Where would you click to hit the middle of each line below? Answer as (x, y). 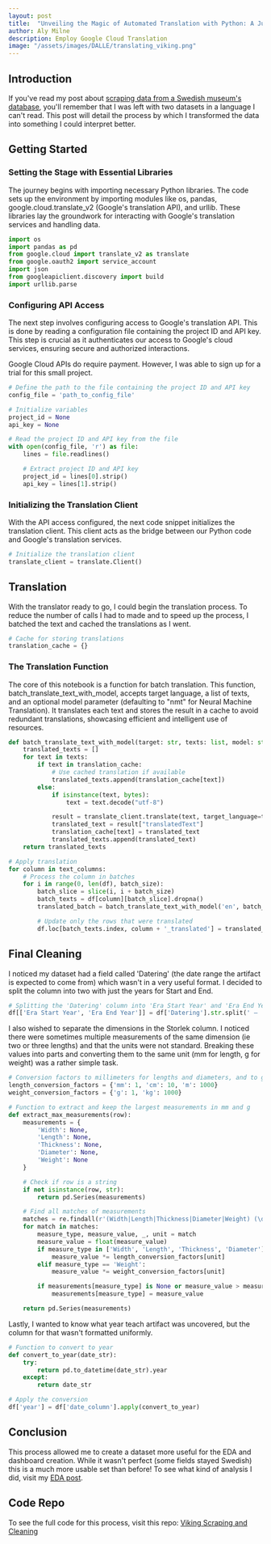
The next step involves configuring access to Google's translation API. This (133, 323)
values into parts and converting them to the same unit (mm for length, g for (134, 1054)
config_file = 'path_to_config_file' (72, 395)
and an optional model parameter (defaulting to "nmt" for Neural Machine (130, 701)
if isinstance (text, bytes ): (100, 795)
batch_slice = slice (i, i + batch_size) (106, 892)
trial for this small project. (50, 373)
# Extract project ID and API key (81, 469)
